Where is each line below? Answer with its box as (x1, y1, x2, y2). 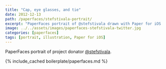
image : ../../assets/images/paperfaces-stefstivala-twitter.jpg (5, 26, 141, 31)
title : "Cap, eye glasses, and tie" (5, 7, 81, 12)
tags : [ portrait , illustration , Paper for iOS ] (5, 35, 106, 40)
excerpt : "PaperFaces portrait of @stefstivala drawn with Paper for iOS (5, 21, 162, 26)
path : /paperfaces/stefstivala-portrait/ (5, 16, 92, 21)
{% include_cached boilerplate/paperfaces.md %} (5, 58, 108, 64)
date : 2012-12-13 (5, 12, 41, 17)
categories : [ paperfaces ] (5, 30, 59, 35)
